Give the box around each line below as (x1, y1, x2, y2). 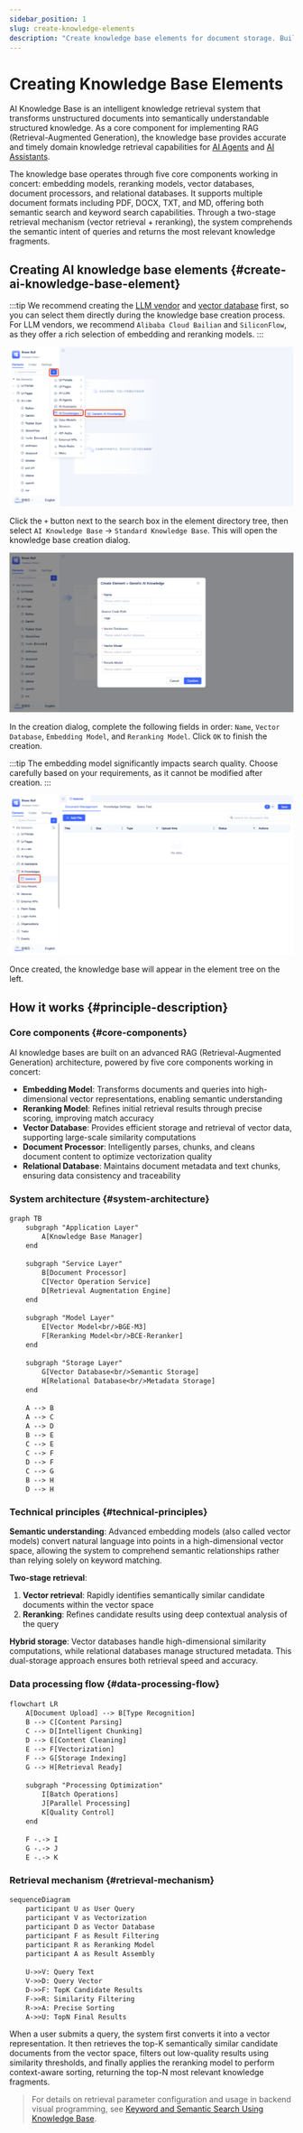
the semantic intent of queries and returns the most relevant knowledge (9, 226, 276, 237)
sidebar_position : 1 (9, 14, 87, 23)
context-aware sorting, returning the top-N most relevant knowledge (9, 2067, 264, 2077)
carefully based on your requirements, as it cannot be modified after (9, 768, 263, 779)
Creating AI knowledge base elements (9, 262, 228, 277)
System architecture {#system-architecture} (9, 1192, 210, 1205)
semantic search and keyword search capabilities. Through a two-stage (9, 208, 277, 218)
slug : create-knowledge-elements (9, 23, 135, 33)
